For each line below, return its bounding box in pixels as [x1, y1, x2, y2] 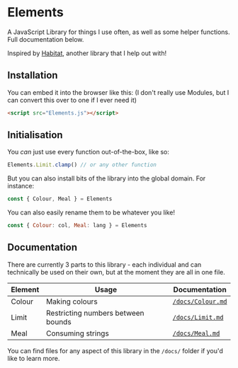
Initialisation [7, 129, 63, 142]
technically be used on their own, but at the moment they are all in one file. [7, 268, 225, 276]
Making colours [45, 297, 98, 306]
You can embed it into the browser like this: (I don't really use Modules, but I [7, 88, 229, 96]
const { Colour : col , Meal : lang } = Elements [7, 222, 147, 229]
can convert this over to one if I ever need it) [7, 96, 137, 104]
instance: [7, 182, 35, 190]
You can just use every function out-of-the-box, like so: [7, 148, 170, 156]
